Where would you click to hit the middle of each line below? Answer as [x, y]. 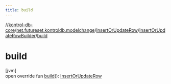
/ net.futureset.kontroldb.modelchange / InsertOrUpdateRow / [77, 30]
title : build [19, 10]
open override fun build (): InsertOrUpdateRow [54, 76]
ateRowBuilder [20, 35]
